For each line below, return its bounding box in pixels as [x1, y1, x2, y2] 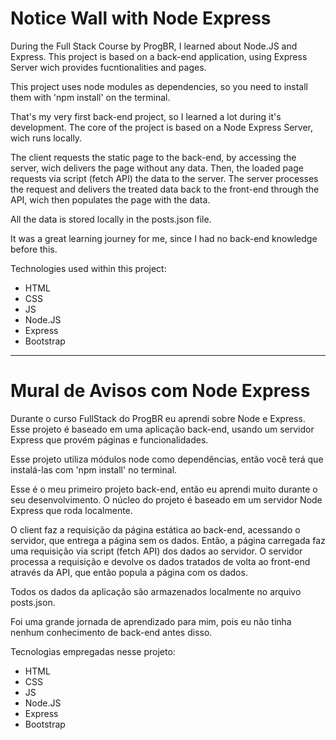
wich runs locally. [10, 132, 83, 144]
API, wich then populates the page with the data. [10, 193, 211, 206]
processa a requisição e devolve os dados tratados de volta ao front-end [10, 555, 311, 567]
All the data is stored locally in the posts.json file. [10, 213, 212, 225]
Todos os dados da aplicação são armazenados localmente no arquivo [10, 585, 302, 597]
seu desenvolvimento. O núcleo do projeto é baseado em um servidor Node [10, 493, 323, 506]
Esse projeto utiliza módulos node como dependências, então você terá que [10, 453, 324, 465]
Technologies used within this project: [10, 262, 167, 274]
